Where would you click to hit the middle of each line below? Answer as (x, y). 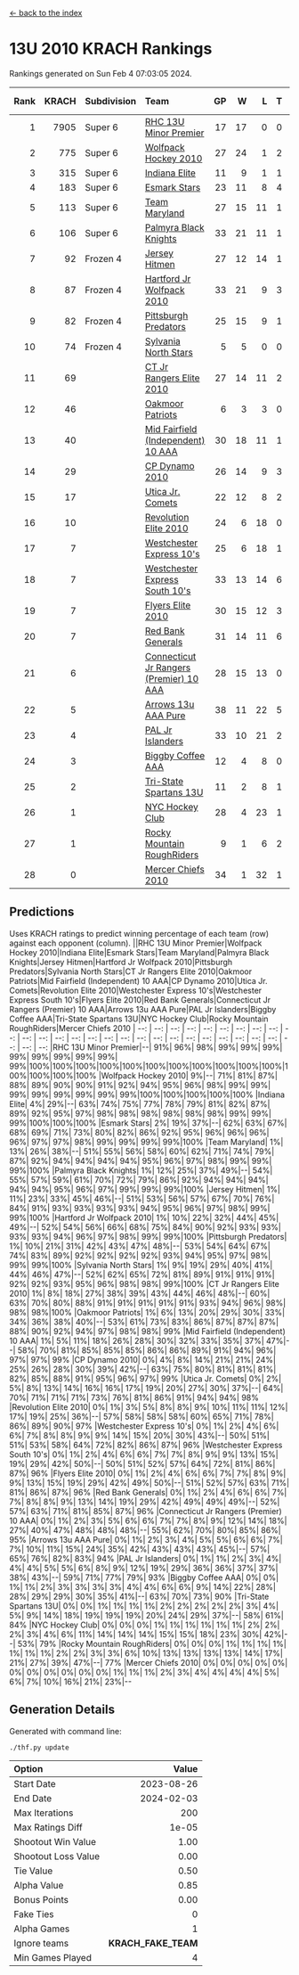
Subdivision (110, 101)
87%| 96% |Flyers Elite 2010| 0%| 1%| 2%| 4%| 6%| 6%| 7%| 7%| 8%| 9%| (148, 1473)
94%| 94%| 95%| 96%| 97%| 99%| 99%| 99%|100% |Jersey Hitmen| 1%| (145, 1189)
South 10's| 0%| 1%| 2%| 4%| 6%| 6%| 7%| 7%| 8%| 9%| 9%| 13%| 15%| (144, 1454)
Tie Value (33, 1871)
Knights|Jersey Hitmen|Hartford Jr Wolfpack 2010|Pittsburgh (121, 962)
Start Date (35, 1783)
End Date (33, 1798)
